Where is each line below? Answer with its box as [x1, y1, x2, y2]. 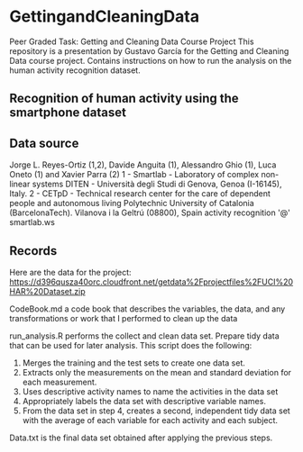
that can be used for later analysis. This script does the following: [9, 339, 252, 350]
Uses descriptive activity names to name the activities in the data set [22, 385, 279, 397]
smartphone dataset [9, 105, 126, 121]
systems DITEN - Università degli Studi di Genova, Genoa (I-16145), [32, 178, 282, 190]
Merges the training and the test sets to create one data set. [22, 357, 245, 368]
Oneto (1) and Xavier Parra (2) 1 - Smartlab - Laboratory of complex [9, 169, 260, 180]
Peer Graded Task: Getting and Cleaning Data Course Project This [9, 36, 254, 47]
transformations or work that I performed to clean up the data [9, 312, 238, 323]
